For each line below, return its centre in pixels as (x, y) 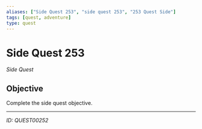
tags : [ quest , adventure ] (38, 17)
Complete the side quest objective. (50, 103)
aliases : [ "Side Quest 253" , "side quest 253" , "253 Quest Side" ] (91, 12)
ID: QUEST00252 (27, 121)
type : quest (21, 23)
